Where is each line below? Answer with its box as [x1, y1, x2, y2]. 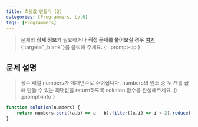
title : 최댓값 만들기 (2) [6, 8, 62, 15]
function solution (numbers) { [6, 105, 81, 111]
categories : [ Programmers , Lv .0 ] [6, 14, 88, 20]
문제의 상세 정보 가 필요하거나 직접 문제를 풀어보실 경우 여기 [20, 36, 155, 44]
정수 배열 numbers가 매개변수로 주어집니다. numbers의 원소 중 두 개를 [20, 79, 183, 86]
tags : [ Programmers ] [6, 19, 57, 25]
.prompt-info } [20, 93, 55, 101]
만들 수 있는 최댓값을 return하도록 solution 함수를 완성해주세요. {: [27, 86, 178, 94]
